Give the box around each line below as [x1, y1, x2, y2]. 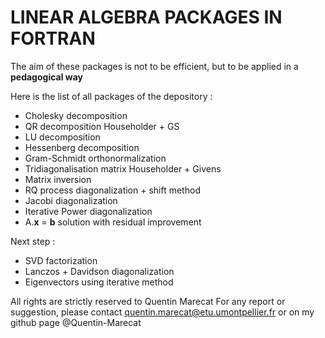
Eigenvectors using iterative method [24, 276, 174, 288]
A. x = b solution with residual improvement [24, 216, 202, 228]
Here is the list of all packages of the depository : [10, 90, 213, 102]
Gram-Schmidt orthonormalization [24, 152, 167, 164]
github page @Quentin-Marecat [10, 316, 142, 328]
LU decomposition [24, 131, 101, 143]
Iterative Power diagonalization [24, 205, 153, 217]
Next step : [10, 235, 56, 247]
